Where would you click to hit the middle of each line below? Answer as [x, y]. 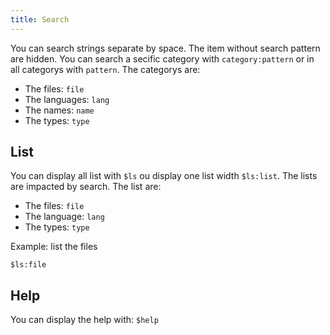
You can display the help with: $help [84, 320]
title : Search [40, 19]
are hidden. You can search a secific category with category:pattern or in [162, 58]
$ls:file [28, 265]
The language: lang [64, 217]
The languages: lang [67, 99]
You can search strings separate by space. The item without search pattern [165, 48]
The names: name [59, 110]
